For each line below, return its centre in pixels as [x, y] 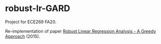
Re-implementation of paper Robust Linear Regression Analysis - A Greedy [80, 31]
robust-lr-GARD [38, 8]
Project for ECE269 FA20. [31, 22]
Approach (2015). [23, 36]
